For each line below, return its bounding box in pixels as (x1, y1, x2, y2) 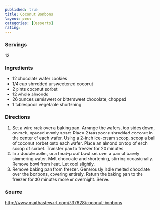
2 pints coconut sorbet (12, 86, 58, 92)
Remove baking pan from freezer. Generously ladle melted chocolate (12, 166, 150, 172)
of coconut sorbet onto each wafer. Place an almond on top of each (12, 140, 148, 146)
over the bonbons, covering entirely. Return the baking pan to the (12, 172, 143, 177)
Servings (5, 41, 27, 48)
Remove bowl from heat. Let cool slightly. (12, 161, 95, 167)
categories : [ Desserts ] (5, 20, 53, 26)
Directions (5, 114, 30, 120)
